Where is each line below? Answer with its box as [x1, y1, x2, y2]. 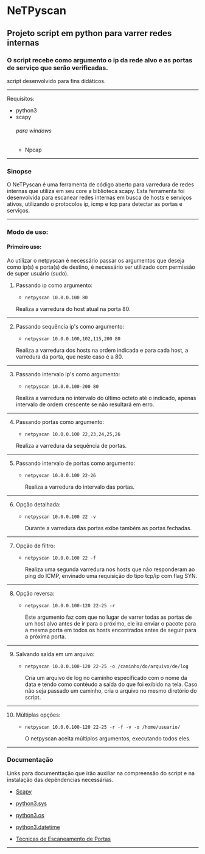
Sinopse [7, 167, 32, 175]
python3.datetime [15, 823, 60, 831]
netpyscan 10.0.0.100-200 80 [24, 383, 99, 390]
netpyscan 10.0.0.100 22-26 [24, 472, 96, 478]
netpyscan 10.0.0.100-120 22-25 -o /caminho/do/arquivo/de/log [24, 663, 189, 670]
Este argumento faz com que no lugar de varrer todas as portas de [24, 613, 192, 621]
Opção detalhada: [15, 500, 61, 508]
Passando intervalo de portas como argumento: [15, 459, 136, 467]
